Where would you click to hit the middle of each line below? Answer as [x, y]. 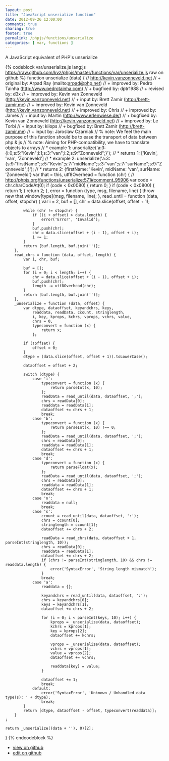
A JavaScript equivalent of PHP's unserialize [51, 57]
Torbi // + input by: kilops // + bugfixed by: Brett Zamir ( [63, 126]
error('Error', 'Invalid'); [71, 219]
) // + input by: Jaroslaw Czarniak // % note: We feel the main [88, 131]
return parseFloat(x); [74, 467]
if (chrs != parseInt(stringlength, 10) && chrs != [97, 560]
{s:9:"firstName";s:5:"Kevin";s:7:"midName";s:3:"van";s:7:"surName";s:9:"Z [84, 164]
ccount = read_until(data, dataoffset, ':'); [90, 516]
